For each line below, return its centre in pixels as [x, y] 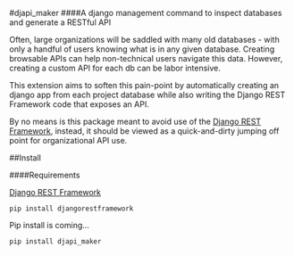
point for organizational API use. [68, 140]
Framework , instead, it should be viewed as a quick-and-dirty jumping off [144, 131]
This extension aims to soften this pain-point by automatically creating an [144, 85]
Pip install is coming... [49, 225]
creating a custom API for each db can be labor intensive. [115, 68]
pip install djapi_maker [55, 242]
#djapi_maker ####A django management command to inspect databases [146, 13]
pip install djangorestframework [71, 209]
